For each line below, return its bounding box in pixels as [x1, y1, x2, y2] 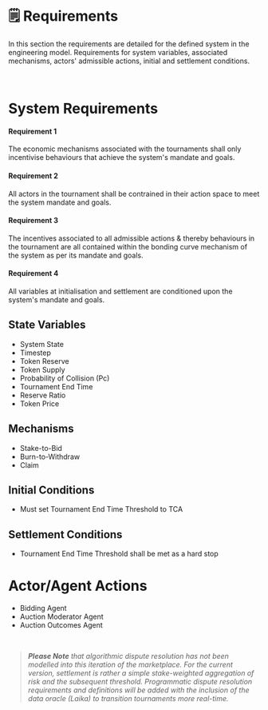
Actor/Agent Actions [8, 577, 148, 595]
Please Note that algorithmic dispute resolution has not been [27, 652, 230, 661]
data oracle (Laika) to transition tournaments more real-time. [27, 694, 229, 704]
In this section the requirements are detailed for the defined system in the [8, 38, 250, 49]
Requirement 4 [8, 269, 59, 278]
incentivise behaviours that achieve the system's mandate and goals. [8, 153, 235, 162]
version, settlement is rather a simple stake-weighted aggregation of [27, 668, 254, 678]
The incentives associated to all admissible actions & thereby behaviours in [8, 233, 255, 243]
